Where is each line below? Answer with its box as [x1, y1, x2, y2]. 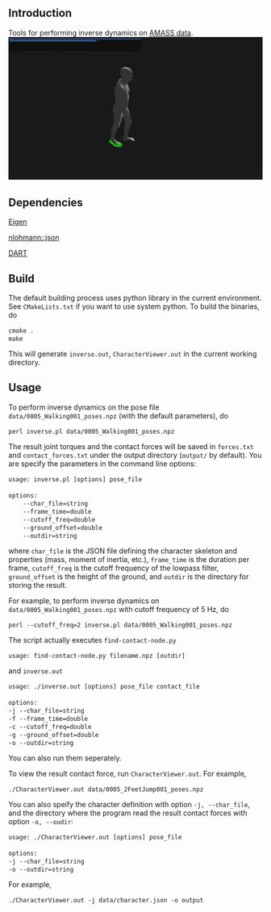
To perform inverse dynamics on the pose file [8, 402, 160, 412]
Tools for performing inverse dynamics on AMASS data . [8, 27, 194, 37]
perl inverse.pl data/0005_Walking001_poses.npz [8, 427, 175, 435]
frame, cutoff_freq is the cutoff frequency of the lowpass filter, [8, 563, 219, 573]
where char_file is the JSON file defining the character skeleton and [8, 546, 238, 556]
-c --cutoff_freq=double [8, 723, 92, 731]
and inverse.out [8, 665, 63, 676]
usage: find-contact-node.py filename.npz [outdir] [8, 652, 186, 660]
